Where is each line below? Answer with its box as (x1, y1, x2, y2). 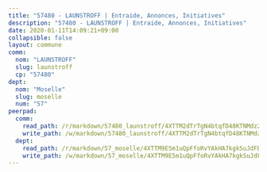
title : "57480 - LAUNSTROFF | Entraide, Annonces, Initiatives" (8, 11, 226, 20)
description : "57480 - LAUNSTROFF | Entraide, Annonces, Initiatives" (8, 19, 247, 27)
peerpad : (8, 108, 37, 116)
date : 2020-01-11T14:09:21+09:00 (8, 26, 119, 34)
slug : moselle (15, 93, 62, 101)
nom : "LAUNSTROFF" (15, 56, 77, 64)
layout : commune (8, 41, 62, 49)
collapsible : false (8, 33, 73, 42)
